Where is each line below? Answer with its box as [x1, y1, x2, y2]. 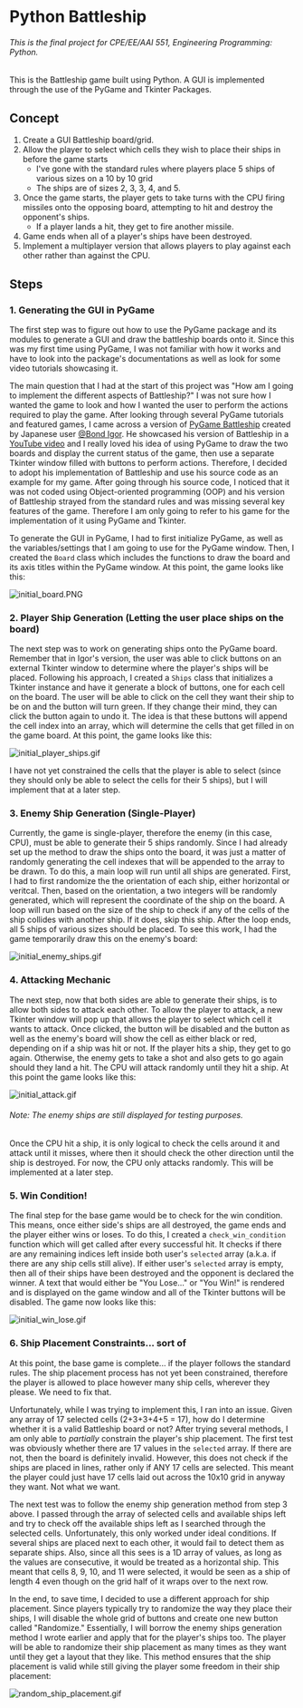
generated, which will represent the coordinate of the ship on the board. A [9, 895, 285, 906]
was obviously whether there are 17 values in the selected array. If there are [9, 1442, 292, 1453]
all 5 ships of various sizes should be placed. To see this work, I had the [9, 924, 278, 935]
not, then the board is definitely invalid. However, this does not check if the [9, 1452, 289, 1463]
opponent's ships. [22, 211, 90, 223]
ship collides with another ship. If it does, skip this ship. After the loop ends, [9, 914, 291, 926]
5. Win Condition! [9, 1189, 88, 1202]
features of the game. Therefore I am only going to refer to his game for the [9, 505, 290, 516]
